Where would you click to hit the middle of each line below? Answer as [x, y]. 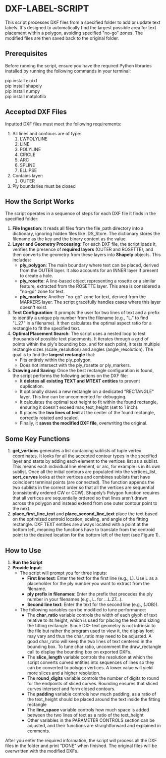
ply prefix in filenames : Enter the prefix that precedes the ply [90, 594]
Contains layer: [28, 175]
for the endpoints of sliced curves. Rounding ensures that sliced [92, 683]
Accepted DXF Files [36, 112]
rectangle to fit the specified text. [46, 328]
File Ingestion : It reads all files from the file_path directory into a [78, 228]
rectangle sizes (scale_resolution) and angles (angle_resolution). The [83, 349]
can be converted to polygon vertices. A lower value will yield [90, 668]
